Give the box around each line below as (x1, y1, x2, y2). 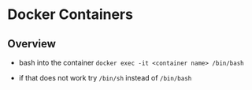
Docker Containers (7, 6, 133, 24)
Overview (7, 37, 57, 51)
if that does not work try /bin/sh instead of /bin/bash (18, 73, 192, 82)
